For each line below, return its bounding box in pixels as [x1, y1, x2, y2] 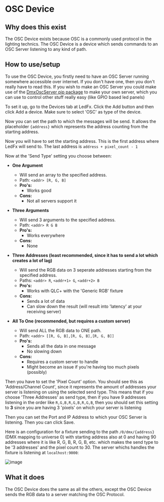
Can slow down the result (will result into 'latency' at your [26, 303, 143, 309]
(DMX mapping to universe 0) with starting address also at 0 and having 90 [5, 434, 156, 440]
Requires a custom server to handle [26, 359, 99, 365]
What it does [5, 473, 45, 481]
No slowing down [26, 348, 62, 354]
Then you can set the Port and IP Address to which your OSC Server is [5, 414, 147, 420]
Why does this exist [5, 23, 67, 31]
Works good [26, 187, 52, 193]
